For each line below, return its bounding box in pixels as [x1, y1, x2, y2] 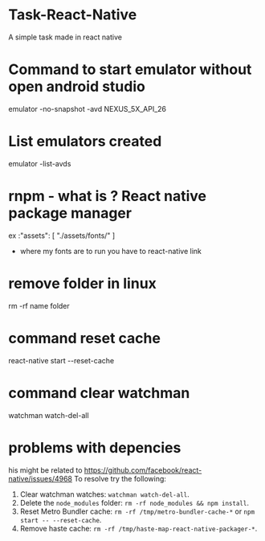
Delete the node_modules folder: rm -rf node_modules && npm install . [19, 498, 249, 507]
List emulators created [8, 133, 162, 150]
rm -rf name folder [8, 301, 70, 310]
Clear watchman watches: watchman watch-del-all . [19, 489, 190, 499]
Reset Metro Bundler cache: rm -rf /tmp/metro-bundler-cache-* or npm [19, 506, 255, 516]
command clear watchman [8, 383, 190, 402]
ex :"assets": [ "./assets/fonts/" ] [8, 231, 116, 240]
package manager [8, 204, 132, 222]
